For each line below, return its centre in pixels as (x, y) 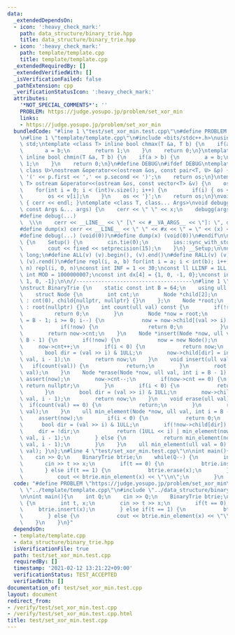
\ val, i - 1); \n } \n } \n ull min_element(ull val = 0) (123, 444)
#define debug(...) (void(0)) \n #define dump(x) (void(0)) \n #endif (119, 236)
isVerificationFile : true (51, 549)
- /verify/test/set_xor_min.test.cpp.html (70, 614)
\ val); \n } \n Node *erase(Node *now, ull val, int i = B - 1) (123, 373)
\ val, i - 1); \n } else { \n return (101, 438)
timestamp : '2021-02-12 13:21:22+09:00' (73, 568)
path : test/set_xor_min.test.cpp (62, 555)
